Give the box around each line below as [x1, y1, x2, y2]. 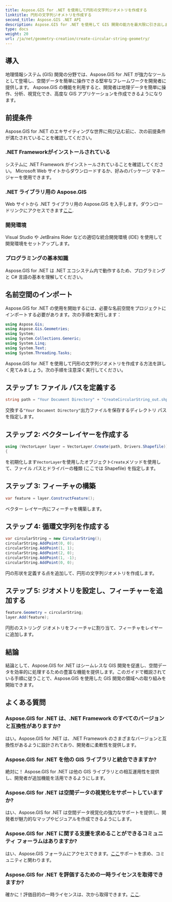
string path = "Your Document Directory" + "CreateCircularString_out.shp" [5, 397, 170, 402]
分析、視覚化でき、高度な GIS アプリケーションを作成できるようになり [14, 91, 163, 97]
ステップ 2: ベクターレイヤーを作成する [5, 430, 129, 439]
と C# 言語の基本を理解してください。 [5, 274, 86, 280]
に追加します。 [5, 631, 37, 638]
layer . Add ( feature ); [5, 615, 50, 620]
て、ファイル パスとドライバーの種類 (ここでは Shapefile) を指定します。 [5, 465, 159, 471]
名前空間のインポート [5, 290, 73, 299]
